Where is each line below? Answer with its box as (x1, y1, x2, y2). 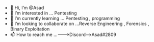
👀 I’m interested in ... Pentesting (10, 10, 77, 16)
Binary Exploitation (10, 26, 50, 32)
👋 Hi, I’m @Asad (10, 5, 44, 10)
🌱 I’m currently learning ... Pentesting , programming (10, 15, 120, 21)
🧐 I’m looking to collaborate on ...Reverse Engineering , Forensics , (10, 20, 149, 26)
